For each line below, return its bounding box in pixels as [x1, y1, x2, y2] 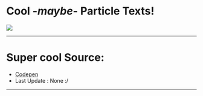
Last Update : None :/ [14, 77, 68, 84]
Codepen [14, 71, 39, 78]
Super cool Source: [6, 51, 105, 65]
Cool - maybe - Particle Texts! [6, 4, 155, 18]
